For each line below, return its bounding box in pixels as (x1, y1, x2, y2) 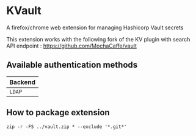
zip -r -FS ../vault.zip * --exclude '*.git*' (6, 123, 127, 130)
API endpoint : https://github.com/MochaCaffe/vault (6, 42, 137, 49)
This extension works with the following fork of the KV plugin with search (6, 35, 191, 43)
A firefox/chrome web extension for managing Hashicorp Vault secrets (6, 24, 184, 31)
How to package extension (6, 107, 110, 118)
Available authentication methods (6, 60, 138, 70)
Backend (9, 77, 35, 86)
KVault (6, 4, 42, 18)
